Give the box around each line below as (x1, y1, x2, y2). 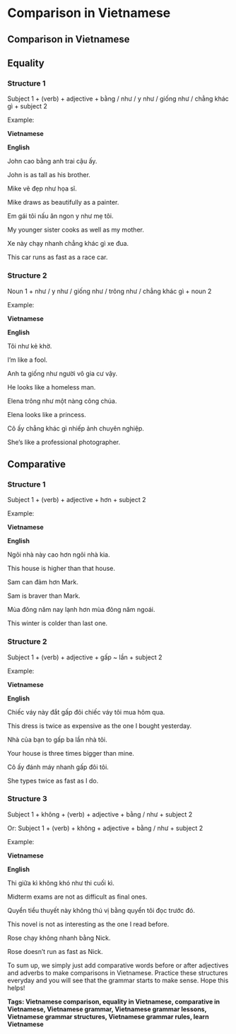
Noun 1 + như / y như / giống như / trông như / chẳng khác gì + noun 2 (7, 287, 212, 295)
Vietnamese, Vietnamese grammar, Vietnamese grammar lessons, (7, 1004, 207, 1013)
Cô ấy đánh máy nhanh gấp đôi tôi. (7, 763, 110, 771)
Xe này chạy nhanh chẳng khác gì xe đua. (7, 239, 129, 248)
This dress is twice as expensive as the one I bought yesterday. (7, 721, 192, 730)
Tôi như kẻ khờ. (7, 341, 52, 350)
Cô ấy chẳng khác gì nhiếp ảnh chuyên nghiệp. (7, 424, 145, 433)
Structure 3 (7, 794, 47, 804)
